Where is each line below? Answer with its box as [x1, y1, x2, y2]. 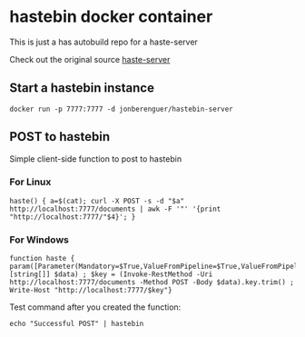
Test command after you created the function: [9, 302, 182, 312]
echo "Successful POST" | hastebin [9, 320, 144, 329]
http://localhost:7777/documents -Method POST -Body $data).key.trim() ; [9, 278, 295, 287]
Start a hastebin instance [9, 80, 154, 96]
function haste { [9, 254, 75, 263]
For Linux [9, 175, 52, 188]
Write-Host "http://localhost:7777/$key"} [9, 286, 172, 295]
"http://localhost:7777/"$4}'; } [9, 212, 136, 222]
